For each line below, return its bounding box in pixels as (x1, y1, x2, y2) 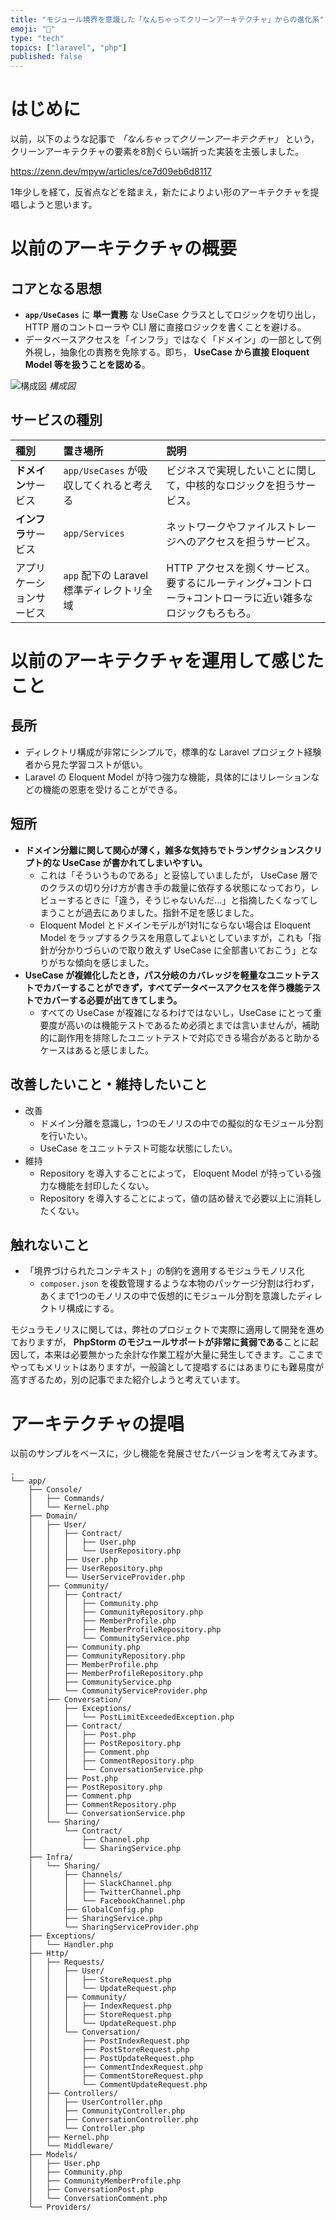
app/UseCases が (63, 463, 138, 477)
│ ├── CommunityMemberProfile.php (28, 2176, 182, 2186)
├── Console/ (28, 1485, 83, 1495)
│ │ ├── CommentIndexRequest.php (28, 2062, 203, 2073)
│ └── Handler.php (28, 1940, 114, 1950)
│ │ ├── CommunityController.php (28, 2106, 186, 2116)
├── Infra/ (28, 1852, 74, 1863)
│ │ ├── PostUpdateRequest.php (28, 2054, 195, 2064)
